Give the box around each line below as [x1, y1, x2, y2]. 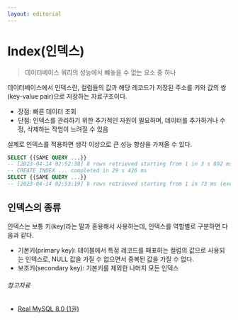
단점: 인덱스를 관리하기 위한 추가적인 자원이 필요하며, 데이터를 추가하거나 [17, 116, 218, 124]
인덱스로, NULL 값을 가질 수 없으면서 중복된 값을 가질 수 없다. [25, 255, 195, 263]
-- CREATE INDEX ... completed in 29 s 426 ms [7, 167, 147, 175]
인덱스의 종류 [7, 202, 62, 214]
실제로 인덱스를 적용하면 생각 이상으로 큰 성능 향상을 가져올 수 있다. [7, 140, 193, 148]
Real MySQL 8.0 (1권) [17, 304, 79, 313]
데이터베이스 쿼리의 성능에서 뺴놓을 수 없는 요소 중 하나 [24, 68, 176, 77]
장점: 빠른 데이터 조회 [17, 107, 76, 116]
